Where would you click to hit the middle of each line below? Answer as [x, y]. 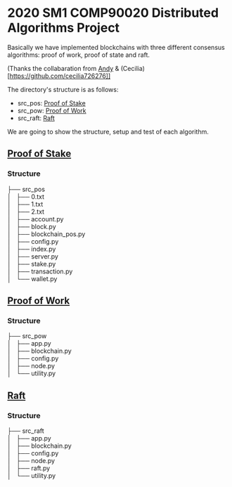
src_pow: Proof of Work [52, 110]
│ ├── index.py [32, 249]
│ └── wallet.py [32, 278]
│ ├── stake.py [32, 264]
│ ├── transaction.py [40, 271]
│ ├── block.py [32, 226]
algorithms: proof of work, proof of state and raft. [78, 55]
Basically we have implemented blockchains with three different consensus [116, 47]
